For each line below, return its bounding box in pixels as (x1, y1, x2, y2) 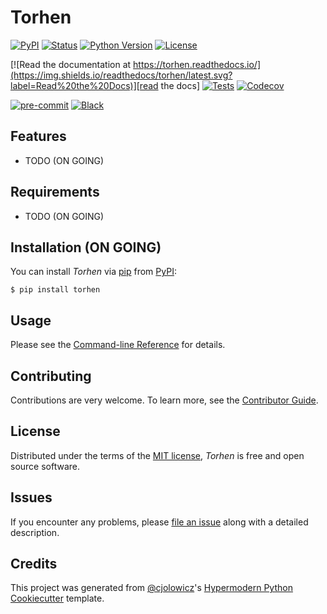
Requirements (10, 184, 100, 201)
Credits (10, 556, 58, 573)
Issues (10, 489, 53, 506)
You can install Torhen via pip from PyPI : (10, 266, 177, 278)
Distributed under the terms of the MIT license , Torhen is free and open (10, 449, 305, 461)
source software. (10, 460, 81, 472)
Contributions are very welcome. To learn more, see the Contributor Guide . (10, 394, 319, 406)
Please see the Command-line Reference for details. (10, 339, 226, 351)
